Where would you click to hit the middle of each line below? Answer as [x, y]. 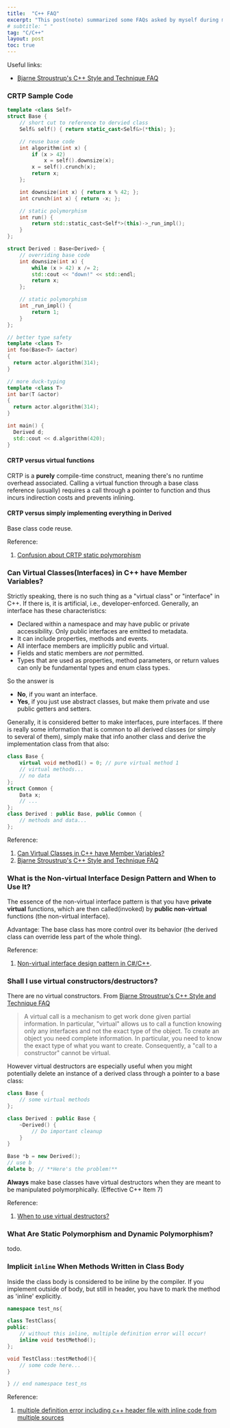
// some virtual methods [55, 1100]
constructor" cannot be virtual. [67, 1053]
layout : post [26, 39]
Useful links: [25, 65]
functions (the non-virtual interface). [59, 917]
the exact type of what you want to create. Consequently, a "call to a [120, 1045]
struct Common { [30, 788]
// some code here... [50, 1365]
